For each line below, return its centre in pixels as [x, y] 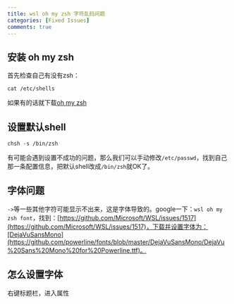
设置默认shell [37, 127]
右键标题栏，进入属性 [38, 293]
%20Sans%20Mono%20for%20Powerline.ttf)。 [77, 250]
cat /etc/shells [31, 89]
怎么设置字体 [35, 275]
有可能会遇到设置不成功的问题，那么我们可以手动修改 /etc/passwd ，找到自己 [117, 158]
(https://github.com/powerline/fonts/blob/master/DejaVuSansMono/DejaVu [116, 242]
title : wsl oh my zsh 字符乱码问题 [56, 14]
